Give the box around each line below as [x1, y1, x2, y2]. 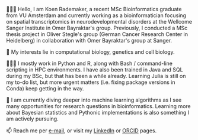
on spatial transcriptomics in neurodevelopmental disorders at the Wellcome [6, 18, 193, 25]
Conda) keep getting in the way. [6, 85, 84, 92]
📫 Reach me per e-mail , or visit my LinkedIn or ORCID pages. [6, 127, 157, 134]
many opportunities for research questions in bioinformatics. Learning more [6, 103, 191, 109]
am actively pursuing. [6, 115, 59, 122]
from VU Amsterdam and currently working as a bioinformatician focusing [6, 12, 187, 19]
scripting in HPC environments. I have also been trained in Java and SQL [6, 66, 183, 73]
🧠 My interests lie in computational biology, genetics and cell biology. [6, 48, 175, 56]
